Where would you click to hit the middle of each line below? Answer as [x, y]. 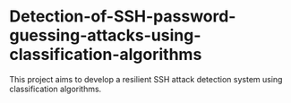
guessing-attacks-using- [105, 35]
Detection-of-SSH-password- [123, 17]
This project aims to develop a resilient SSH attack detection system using [146, 79]
